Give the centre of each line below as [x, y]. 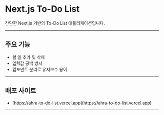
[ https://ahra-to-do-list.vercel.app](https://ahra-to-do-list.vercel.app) [82, 103]
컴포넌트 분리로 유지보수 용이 [40, 69]
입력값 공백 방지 [27, 63]
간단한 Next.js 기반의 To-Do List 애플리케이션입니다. [55, 23]
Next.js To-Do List [42, 9]
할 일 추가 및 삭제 [28, 57]
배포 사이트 [21, 91]
